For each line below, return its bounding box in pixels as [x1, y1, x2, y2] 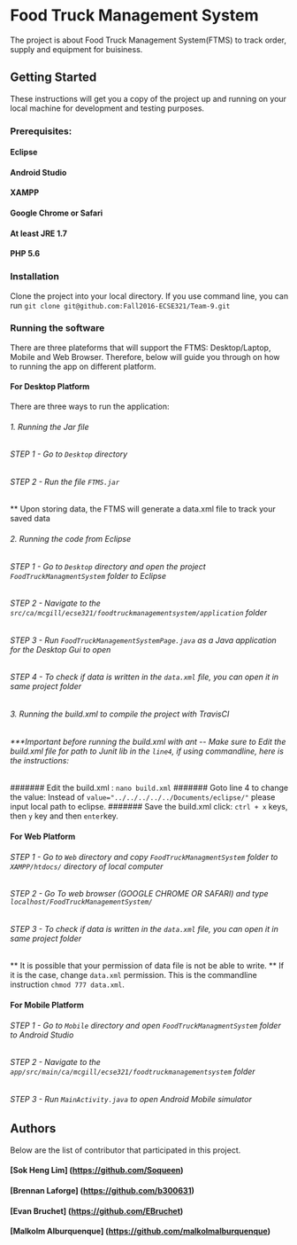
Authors [10, 1121, 57, 1136]
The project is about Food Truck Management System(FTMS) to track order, [10, 35, 286, 45]
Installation [10, 270, 60, 283]
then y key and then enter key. [10, 810, 118, 821]
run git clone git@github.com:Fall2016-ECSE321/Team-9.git [10, 300, 231, 310]
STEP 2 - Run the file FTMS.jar [10, 476, 120, 487]
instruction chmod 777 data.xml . [10, 979, 125, 990]
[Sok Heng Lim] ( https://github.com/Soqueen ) [10, 1165, 184, 1176]
